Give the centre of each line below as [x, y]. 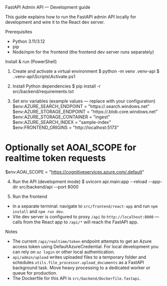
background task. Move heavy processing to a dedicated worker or [81, 268]
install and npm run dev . [38, 211]
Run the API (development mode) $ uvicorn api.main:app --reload [80, 182]
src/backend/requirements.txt [43, 91]
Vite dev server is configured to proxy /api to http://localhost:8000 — [86, 216]
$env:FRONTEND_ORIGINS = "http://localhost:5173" [66, 127]
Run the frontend [30, 196]
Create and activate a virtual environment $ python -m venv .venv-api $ [86, 71]
